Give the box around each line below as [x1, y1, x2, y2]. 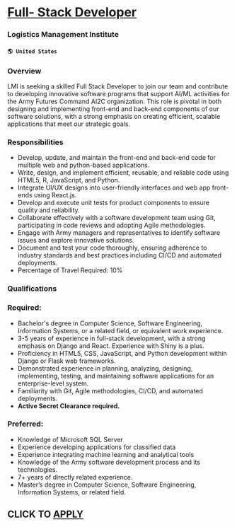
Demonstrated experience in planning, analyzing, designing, [17, 364, 193, 372]
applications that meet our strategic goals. [7, 120, 131, 128]
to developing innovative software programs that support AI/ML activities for [7, 90, 230, 98]
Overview [7, 66, 42, 76]
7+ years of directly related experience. [17, 473, 133, 481]
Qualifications [7, 284, 57, 294]
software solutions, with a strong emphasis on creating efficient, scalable [7, 112, 221, 120]
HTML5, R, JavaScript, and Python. [17, 176, 120, 185]
